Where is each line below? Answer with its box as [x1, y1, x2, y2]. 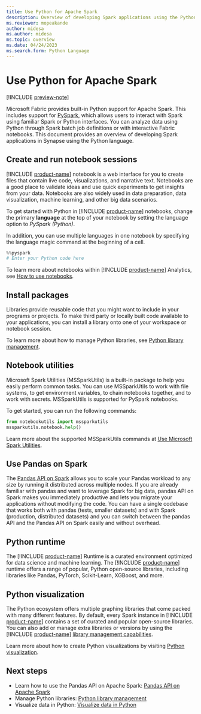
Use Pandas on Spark [6, 459, 88, 469]
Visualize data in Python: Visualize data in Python [14, 701, 136, 708]
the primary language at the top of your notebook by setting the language [6, 214, 188, 221]
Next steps [6, 666, 48, 676]
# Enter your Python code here [6, 256, 84, 262]
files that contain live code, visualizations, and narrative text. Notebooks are [6, 176, 193, 184]
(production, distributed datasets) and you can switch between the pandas [6, 513, 190, 520]
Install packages [6, 290, 69, 300]
